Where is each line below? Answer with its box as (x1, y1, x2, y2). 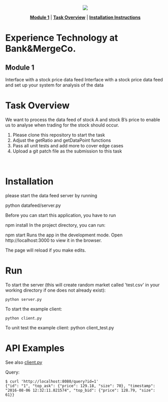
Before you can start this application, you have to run (5, 212, 116, 218)
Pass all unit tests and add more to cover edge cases (12, 142, 123, 148)
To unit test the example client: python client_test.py (5, 324, 114, 330)
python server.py (5, 297, 42, 302)
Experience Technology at (5, 32, 118, 44)
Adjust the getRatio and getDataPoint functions (12, 137, 111, 143)
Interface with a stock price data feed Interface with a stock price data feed (5, 77, 163, 82)
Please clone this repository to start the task (12, 132, 105, 138)
